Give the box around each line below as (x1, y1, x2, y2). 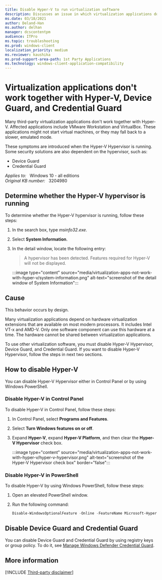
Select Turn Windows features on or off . (12, 425, 94, 431)
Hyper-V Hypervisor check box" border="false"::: (12, 459, 110, 466)
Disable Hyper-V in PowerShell (5, 471, 79, 478)
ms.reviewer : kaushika (5, 52, 51, 57)
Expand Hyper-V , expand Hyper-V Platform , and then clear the (12, 435, 139, 440)
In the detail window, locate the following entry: (12, 245, 106, 251)
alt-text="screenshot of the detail (90, 274, 157, 280)
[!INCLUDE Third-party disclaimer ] (5, 569, 74, 575)
